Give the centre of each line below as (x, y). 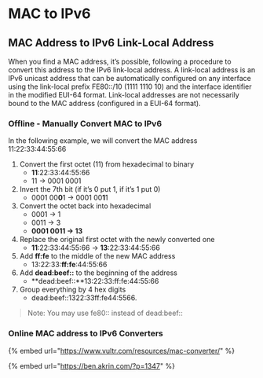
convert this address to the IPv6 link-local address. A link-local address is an (132, 70)
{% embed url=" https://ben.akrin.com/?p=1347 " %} (91, 365)
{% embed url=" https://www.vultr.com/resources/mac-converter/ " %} (122, 350)
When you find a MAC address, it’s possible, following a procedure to (120, 61)
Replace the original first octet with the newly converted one (117, 240)
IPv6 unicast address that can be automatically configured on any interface (130, 78)
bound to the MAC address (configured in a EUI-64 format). (105, 103)
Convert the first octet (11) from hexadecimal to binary (107, 164)
